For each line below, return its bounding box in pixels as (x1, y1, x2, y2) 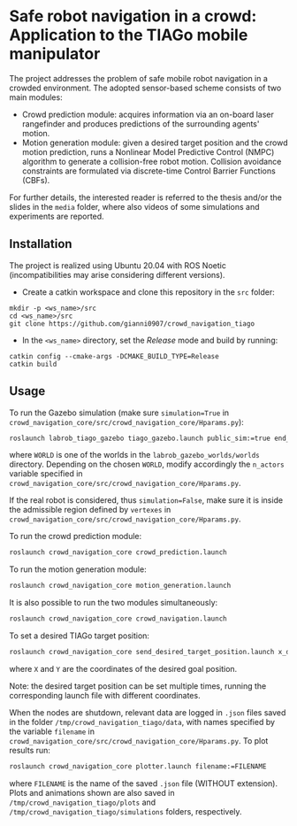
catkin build (9, 359, 57, 368)
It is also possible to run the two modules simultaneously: (9, 598, 218, 608)
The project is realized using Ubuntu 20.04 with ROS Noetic (9, 259, 227, 271)
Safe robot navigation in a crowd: (9, 6, 257, 27)
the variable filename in (9, 726, 95, 737)
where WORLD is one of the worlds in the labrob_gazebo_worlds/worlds (9, 450, 260, 460)
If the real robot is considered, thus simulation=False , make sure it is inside (9, 495, 284, 506)
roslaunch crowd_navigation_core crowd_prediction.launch (9, 548, 227, 557)
